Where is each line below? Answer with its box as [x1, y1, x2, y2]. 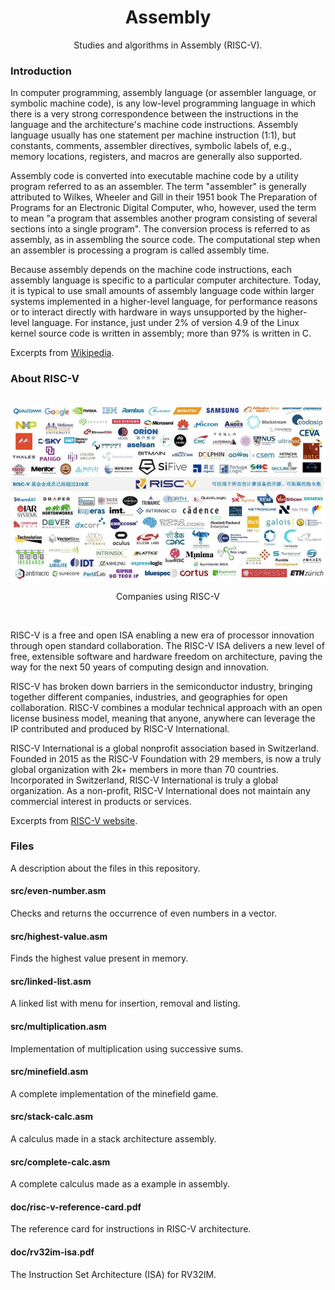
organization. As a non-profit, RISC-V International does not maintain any [10, 784, 311, 796]
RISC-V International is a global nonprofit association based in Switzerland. [10, 742, 320, 754]
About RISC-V [10, 372, 80, 386]
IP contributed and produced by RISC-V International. [10, 722, 230, 735]
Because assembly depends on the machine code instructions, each [10, 264, 293, 276]
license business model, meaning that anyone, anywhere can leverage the [10, 712, 316, 724]
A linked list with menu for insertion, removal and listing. [10, 997, 241, 1010]
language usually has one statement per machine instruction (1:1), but [10, 129, 297, 141]
